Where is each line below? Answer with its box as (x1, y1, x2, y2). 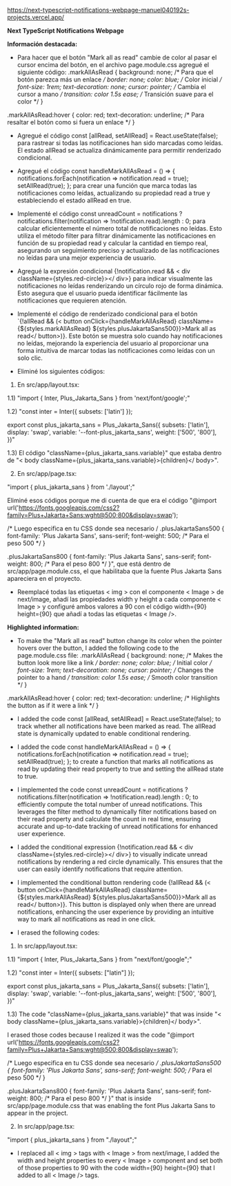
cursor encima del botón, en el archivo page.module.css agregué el (17, 61, 210, 68)
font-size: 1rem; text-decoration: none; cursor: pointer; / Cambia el (17, 83, 206, 90)
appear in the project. (7, 1109, 69, 1117)
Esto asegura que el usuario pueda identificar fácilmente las (17, 289, 188, 297)
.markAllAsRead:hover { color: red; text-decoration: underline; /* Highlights (7, 694, 221, 702)
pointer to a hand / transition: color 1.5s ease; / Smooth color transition (17, 673, 219, 681)
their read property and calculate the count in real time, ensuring (17, 815, 201, 823)
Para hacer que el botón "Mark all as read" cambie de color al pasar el (17, 53, 217, 61)
